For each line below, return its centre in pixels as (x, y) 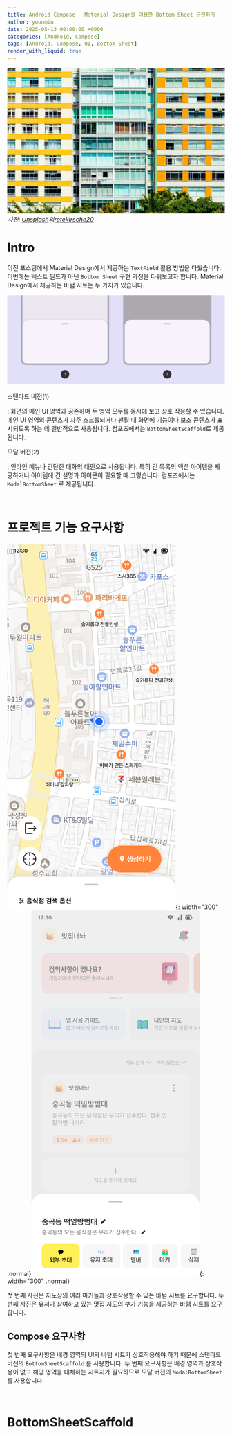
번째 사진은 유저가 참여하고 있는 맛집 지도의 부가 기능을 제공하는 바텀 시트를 (108, 1304)
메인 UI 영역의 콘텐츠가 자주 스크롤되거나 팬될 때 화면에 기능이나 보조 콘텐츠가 (112, 420)
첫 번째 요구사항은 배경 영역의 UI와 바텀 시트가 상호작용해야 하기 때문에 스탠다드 (114, 1354)
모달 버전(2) (23, 452)
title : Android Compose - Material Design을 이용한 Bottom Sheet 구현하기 (111, 15)
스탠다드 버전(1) (28, 396)
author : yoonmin (30, 22)
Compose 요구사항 (46, 1337)
